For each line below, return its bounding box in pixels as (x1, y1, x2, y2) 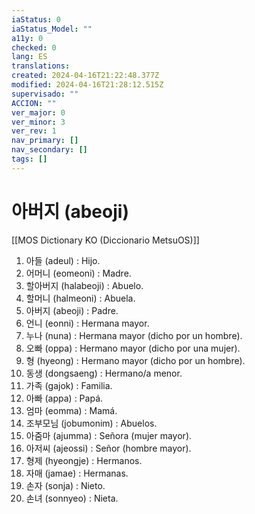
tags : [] (11, 154, 48, 164)
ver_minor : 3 (11, 117, 66, 127)
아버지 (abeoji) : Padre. (25, 304, 119, 316)
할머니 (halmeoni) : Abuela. (25, 292, 136, 304)
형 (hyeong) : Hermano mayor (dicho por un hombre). (25, 354, 246, 366)
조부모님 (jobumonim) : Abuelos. (25, 417, 158, 429)
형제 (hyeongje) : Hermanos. (25, 454, 143, 466)
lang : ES (11, 52, 48, 62)
